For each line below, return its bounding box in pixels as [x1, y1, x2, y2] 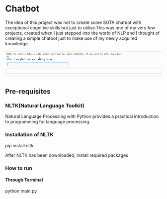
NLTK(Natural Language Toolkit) [5, 102, 84, 109]
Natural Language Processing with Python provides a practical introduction [5, 113, 159, 119]
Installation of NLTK [5, 131, 54, 138]
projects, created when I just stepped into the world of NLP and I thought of [5, 30, 160, 36]
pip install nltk [5, 142, 34, 148]
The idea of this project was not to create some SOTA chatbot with [5, 19, 142, 25]
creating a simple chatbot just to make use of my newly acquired [5, 35, 138, 41]
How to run [5, 165, 32, 172]
